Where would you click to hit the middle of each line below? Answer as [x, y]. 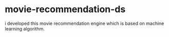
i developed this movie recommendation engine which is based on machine [85, 23]
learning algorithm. [25, 28]
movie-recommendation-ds [65, 9]
